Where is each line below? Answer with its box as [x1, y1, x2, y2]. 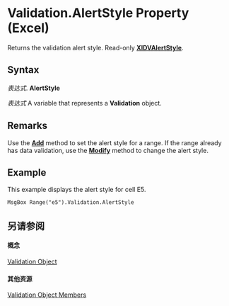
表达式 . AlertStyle [7, 84, 60, 92]
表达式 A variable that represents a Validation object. [7, 98, 163, 107]
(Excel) [7, 20, 49, 36]
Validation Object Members [7, 290, 87, 299]
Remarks [7, 120, 48, 132]
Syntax [7, 64, 40, 76]
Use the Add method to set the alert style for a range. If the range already [7, 138, 222, 147]
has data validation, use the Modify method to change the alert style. [7, 146, 209, 154]
